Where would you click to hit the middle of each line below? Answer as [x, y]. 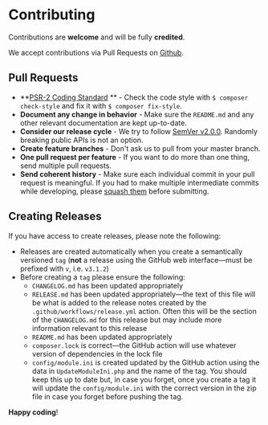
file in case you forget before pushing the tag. [108, 396]
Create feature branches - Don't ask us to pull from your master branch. [140, 148]
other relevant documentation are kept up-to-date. [103, 123]
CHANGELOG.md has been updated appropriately [108, 285]
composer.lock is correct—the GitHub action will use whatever [134, 345]
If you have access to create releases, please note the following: [115, 235]
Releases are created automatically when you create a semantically [131, 251]
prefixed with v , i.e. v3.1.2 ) [65, 268]
